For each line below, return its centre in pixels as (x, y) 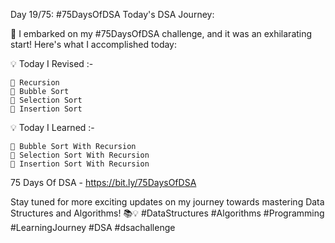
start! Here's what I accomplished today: (94, 44)
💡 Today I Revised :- (52, 63)
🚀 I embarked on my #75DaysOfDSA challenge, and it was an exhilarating (161, 33)
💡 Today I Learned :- (52, 127)
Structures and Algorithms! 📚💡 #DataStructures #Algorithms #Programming (167, 213)
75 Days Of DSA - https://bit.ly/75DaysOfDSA (103, 182)
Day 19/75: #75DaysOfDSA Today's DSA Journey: (112, 14)
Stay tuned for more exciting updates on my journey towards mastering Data (167, 202)
